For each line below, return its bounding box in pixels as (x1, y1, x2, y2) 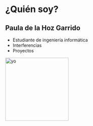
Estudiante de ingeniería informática (12, 37, 88, 43)
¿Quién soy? (5, 4, 59, 15)
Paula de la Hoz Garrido (5, 24, 81, 32)
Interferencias (12, 42, 42, 48)
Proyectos (12, 48, 34, 53)
